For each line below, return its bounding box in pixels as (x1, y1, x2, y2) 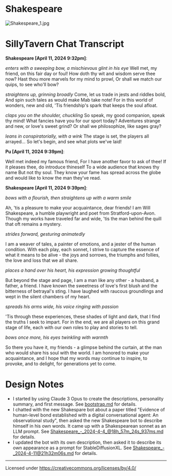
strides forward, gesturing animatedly (5, 231, 85, 237)
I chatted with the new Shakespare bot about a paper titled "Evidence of (12, 406, 165, 412)
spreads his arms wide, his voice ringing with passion (5, 303, 119, 310)
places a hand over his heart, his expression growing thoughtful (5, 267, 140, 273)
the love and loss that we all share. (5, 257, 78, 263)
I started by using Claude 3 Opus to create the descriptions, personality (12, 395, 164, 402)
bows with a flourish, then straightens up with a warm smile (5, 195, 132, 201)
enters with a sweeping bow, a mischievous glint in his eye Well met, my (5, 65, 157, 71)
